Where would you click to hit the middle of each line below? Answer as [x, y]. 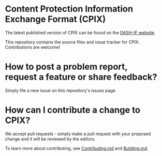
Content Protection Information [69, 9]
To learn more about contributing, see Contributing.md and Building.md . [77, 148]
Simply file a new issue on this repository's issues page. [61, 90]
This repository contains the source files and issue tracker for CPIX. [73, 42]
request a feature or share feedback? [81, 77]
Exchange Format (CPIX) [55, 19]
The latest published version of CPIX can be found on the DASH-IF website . [80, 32]
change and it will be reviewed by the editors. [50, 139]
